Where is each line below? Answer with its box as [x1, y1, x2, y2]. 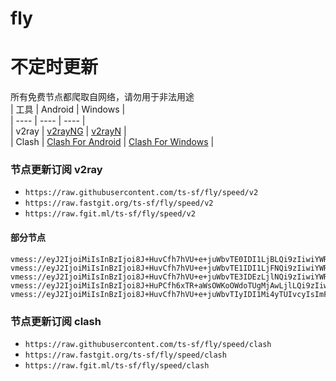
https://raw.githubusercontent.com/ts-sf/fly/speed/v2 [24, 188, 259, 198]
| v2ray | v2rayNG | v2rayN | [10, 125, 127, 137]
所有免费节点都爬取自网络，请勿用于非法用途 [10, 91, 195, 103]
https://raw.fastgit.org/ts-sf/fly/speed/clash [24, 350, 227, 360]
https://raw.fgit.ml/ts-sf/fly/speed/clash [24, 360, 210, 371]
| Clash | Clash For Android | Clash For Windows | [10, 136, 215, 148]
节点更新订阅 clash [10, 314, 102, 328]
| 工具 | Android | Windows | [10, 103, 126, 116]
